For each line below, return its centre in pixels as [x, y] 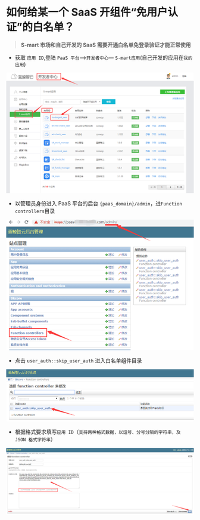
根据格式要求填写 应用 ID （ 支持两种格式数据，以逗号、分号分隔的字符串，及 [98, 432]
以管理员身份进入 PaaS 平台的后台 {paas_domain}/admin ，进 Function [99, 204]
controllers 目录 [35, 211]
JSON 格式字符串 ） [35, 439]
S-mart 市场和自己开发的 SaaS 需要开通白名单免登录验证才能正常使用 [106, 45]
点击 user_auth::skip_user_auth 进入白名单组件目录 [78, 360]
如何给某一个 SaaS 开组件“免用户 [87, 12]
